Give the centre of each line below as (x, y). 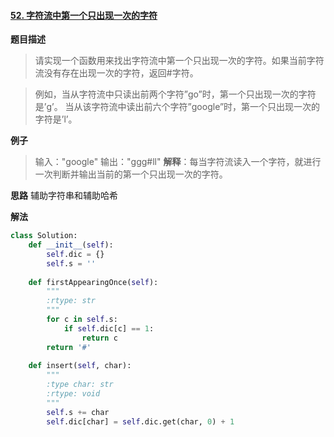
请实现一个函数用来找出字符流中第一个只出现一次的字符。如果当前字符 (179, 61)
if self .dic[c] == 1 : (109, 328)
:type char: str (80, 385)
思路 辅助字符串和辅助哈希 (64, 196)
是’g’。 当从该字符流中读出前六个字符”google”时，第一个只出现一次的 (177, 107)
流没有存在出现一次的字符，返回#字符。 (116, 73)
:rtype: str (71, 301)
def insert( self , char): (80, 366)
